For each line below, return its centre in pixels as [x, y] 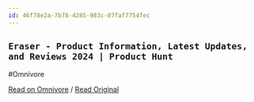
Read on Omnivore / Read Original [64, 89]
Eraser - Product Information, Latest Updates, [128, 46]
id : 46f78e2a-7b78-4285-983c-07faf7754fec [79, 15]
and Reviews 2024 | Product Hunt [91, 57]
